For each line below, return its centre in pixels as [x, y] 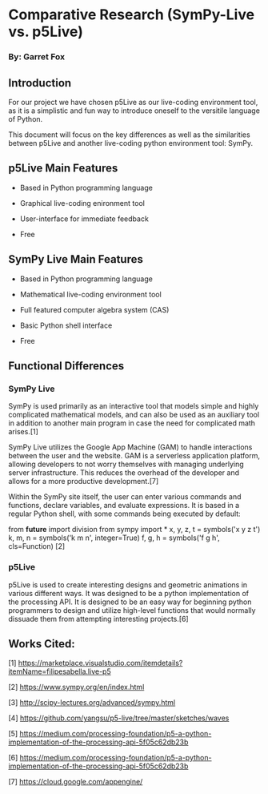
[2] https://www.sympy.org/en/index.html [76, 687]
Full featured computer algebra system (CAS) [94, 309]
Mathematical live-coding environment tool [90, 294]
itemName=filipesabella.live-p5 [60, 671]
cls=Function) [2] [37, 546]
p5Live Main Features [63, 169]
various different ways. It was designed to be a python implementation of [129, 593]
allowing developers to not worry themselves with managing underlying [126, 464]
